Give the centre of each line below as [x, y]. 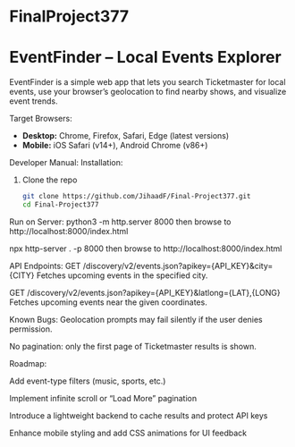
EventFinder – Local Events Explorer [145, 58]
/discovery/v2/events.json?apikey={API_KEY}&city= [178, 266]
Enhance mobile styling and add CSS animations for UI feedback [128, 433]
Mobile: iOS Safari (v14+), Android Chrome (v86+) [115, 146]
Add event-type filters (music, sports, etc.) [88, 381]
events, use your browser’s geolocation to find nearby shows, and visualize [148, 92]
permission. [31, 329]
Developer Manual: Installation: [66, 163]
